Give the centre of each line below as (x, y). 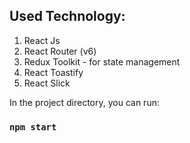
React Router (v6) (60, 51)
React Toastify (53, 72)
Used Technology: (67, 16)
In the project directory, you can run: (84, 102)
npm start (33, 127)
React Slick (47, 83)
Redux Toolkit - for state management (102, 61)
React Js (42, 40)
